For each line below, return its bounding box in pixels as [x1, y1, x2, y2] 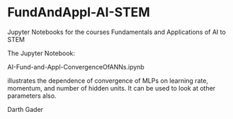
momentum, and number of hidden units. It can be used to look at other [7, 84, 216, 92]
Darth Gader [7, 105, 44, 113]
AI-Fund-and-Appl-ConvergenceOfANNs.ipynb [7, 62, 145, 71]
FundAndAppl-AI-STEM [7, 4, 150, 21]
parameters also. [7, 91, 57, 100]
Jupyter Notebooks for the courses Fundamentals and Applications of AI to [7, 28, 227, 36]
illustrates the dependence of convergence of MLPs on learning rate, [7, 76, 209, 85]
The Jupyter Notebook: [7, 49, 76, 57]
